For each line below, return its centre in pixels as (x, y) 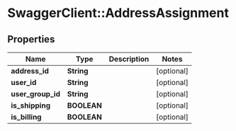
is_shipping (31, 106)
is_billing (26, 117)
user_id (24, 82)
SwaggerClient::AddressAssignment (118, 13)
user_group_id (35, 94)
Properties (31, 39)
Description (129, 59)
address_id (30, 71)
